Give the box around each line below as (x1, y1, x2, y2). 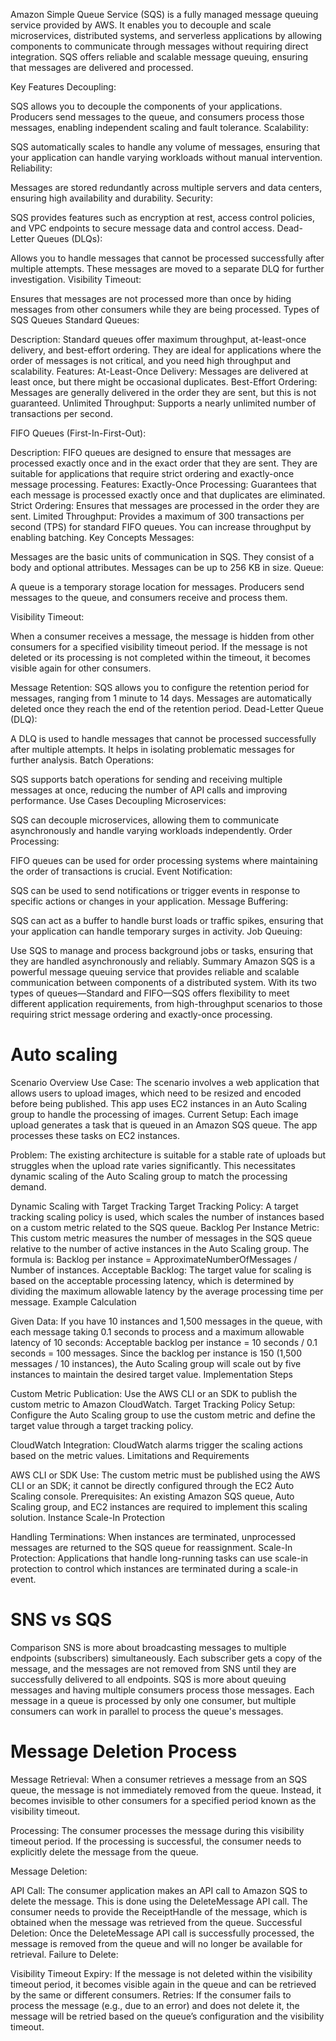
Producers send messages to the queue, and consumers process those (10, 111, 305, 123)
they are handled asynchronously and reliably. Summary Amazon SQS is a (10, 955, 316, 967)
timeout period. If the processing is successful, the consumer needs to (10, 1835, 302, 1847)
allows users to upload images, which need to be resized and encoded (10, 1087, 302, 1099)
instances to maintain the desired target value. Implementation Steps (10, 1368, 293, 1380)
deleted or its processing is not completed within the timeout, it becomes (10, 652, 311, 663)
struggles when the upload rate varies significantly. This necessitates (10, 1159, 296, 1171)
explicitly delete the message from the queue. (10, 1845, 199, 1858)
